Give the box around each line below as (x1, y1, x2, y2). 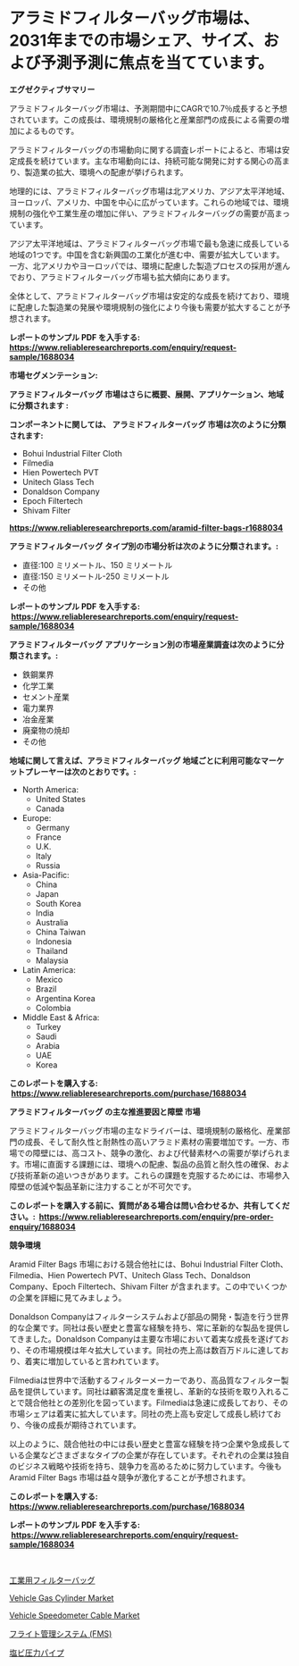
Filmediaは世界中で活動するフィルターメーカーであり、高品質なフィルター (9, 1375, 281, 1386)
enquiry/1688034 (9, 1221, 76, 1232)
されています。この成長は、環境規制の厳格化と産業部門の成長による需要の (9, 113, 282, 125)
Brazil (35, 984, 57, 994)
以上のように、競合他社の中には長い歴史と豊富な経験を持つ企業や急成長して (9, 1438, 291, 1449)
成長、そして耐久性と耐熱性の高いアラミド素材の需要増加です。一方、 (24, 1136, 283, 1147)
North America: (21, 783, 79, 795)
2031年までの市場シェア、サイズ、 (9, 30, 264, 51)
